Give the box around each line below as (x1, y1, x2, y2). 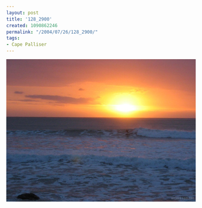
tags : (6, 35, 20, 42)
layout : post (6, 10, 39, 16)
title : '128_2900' (6, 16, 52, 22)
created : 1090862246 (6, 22, 58, 28)
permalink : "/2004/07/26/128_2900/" (6, 29, 98, 35)
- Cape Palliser (6, 42, 47, 48)
